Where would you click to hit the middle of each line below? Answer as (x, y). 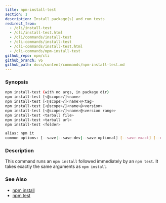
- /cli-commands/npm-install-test (45, 51)
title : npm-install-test (31, 10)
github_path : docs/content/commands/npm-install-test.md (65, 65)
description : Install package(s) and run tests (55, 19)
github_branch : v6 (24, 60)
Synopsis (17, 82)
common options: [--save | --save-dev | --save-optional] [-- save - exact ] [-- (83, 138)
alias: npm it (20, 133)
